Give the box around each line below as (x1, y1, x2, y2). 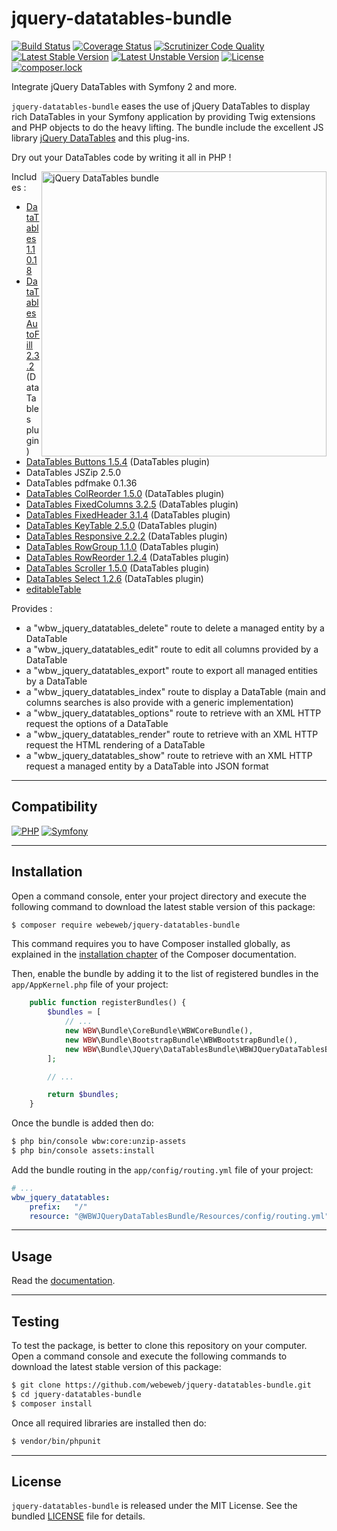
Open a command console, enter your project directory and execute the (11, 890, 307, 902)
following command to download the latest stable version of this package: (11, 900, 316, 912)
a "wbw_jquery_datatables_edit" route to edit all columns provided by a (25, 643, 319, 655)
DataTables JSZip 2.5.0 (25, 466, 122, 478)
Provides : (11, 602, 53, 614)
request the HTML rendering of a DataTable (25, 738, 206, 751)
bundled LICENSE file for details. (11, 1510, 146, 1522)
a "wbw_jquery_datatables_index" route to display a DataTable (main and (25, 685, 326, 697)
